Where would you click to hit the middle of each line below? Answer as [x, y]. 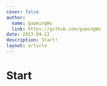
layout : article [27, 46]
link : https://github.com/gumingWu [57, 29]
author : [16, 18]
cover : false [23, 12]
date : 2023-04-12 [28, 35]
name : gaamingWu [32, 23]
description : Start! [32, 40]
